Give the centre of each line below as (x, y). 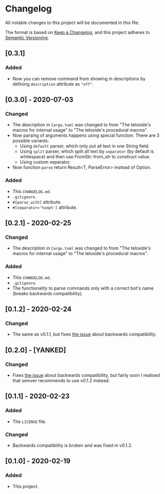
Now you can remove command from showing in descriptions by (79, 79)
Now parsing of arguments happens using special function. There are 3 (86, 135)
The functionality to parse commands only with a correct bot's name (83, 288)
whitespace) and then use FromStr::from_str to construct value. (85, 157)
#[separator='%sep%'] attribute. (45, 207)
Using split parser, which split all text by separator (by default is (87, 151)
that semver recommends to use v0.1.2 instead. (61, 380)
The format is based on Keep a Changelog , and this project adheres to (77, 32)
